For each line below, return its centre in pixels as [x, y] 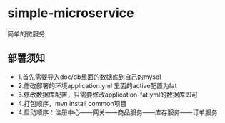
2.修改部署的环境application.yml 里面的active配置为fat [97, 85]
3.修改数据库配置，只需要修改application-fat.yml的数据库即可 [107, 95]
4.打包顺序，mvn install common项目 [72, 103]
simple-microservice [71, 13]
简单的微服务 [26, 33]
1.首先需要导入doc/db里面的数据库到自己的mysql [89, 77]
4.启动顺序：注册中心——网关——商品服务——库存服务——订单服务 [117, 112]
